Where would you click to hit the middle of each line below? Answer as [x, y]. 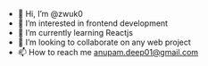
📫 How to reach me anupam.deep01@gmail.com [108, 52]
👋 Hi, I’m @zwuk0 [50, 14]
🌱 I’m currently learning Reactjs [75, 33]
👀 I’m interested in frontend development [92, 23]
